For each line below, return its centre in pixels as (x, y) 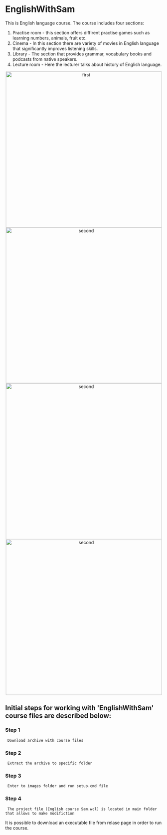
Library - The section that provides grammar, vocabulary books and (82, 54)
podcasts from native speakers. (45, 59)
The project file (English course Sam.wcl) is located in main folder (82, 809)
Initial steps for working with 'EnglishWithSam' (80, 708)
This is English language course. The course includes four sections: (75, 23)
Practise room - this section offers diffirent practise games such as (81, 32)
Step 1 (13, 730)
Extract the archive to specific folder (50, 763)
